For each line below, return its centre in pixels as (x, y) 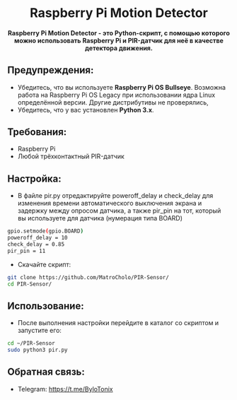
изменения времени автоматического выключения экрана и (110, 204)
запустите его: (40, 331)
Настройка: (34, 178)
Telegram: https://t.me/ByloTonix (65, 389)
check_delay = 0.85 (36, 244)
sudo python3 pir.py (38, 350)
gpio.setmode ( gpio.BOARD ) (45, 231)
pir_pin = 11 (27, 251)
